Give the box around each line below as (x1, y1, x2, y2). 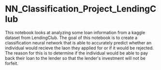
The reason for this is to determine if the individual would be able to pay (5, 50, 148, 56)
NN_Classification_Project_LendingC (5, 3, 156, 14)
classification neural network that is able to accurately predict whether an (5, 40, 151, 45)
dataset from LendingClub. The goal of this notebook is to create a (5, 35, 138, 41)
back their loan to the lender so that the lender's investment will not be (5, 55, 146, 61)
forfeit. (5, 60, 18, 66)
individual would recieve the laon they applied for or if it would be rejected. (5, 45, 154, 51)
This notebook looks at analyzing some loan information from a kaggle (5, 29, 146, 35)
